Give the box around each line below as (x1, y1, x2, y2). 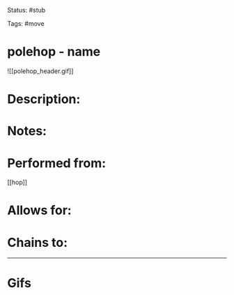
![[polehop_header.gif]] (7, 66, 74, 75)
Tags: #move (7, 20, 45, 27)
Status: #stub (7, 6, 46, 14)
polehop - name (7, 44, 101, 60)
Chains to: (7, 234, 68, 250)
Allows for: (7, 202, 72, 218)
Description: (7, 91, 81, 107)
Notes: (7, 123, 47, 139)
